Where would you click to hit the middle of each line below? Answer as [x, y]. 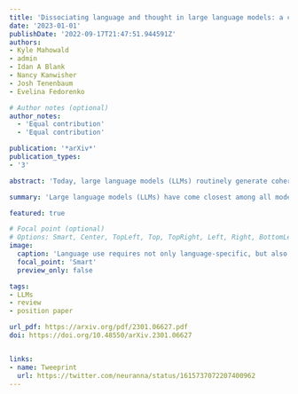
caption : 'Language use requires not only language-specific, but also [153, 254]
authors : [25, 42]
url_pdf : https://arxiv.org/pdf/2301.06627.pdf [99, 327]
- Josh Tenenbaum [41, 83]
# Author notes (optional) [59, 107]
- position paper [41, 311]
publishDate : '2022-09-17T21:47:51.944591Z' [93, 34]
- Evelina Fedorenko [47, 91]
